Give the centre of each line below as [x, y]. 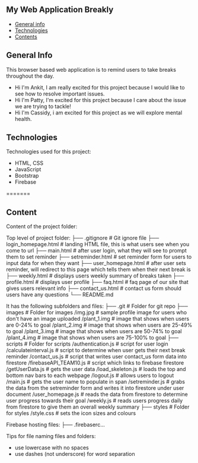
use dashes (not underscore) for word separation [75, 454]
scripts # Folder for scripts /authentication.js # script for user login [87, 344]
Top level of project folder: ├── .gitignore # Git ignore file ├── [83, 238]
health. [23, 119]
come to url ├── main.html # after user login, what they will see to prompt [96, 251]
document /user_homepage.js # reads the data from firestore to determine [97, 394]
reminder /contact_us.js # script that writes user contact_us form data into [97, 357]
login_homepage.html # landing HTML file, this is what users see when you [98, 244]
